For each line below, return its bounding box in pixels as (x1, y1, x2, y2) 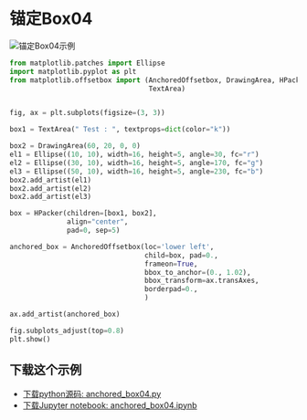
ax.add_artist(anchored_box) (9, 310, 121, 320)
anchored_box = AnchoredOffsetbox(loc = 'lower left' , (9, 242, 215, 251)
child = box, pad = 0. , (144, 250, 219, 260)
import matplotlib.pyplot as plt (9, 67, 137, 76)
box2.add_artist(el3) (9, 193, 92, 202)
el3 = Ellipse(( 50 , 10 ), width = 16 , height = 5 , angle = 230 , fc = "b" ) (9, 166, 264, 176)
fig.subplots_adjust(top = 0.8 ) (9, 326, 125, 335)
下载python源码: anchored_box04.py (22, 388, 162, 399)
